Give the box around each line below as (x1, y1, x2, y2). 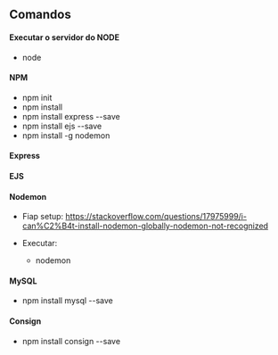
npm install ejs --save (21, 120, 102, 131)
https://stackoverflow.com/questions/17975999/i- (65, 211, 248, 222)
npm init (21, 92, 53, 103)
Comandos (9, 7, 71, 22)
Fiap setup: (21, 211, 64, 222)
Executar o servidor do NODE (9, 31, 120, 43)
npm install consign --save (21, 335, 121, 346)
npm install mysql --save (21, 295, 114, 306)
